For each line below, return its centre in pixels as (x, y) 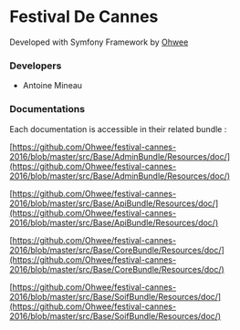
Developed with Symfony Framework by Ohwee (99, 42)
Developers (36, 66)
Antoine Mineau (52, 86)
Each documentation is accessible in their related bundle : (118, 129)
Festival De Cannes (84, 17)
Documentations (47, 109)
